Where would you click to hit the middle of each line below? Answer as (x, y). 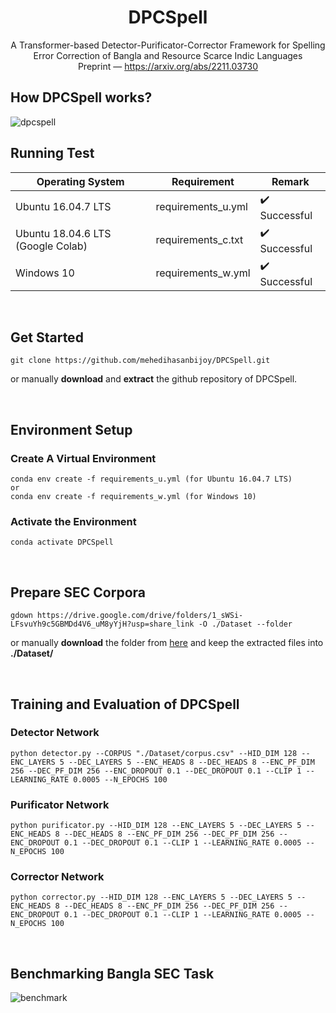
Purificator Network (60, 804)
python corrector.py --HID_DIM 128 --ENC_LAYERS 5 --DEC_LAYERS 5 (151, 897)
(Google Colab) (51, 246)
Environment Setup (71, 429)
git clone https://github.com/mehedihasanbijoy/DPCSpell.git (140, 361)
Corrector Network (57, 877)
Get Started (47, 337)
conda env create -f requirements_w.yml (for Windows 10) (133, 497)
